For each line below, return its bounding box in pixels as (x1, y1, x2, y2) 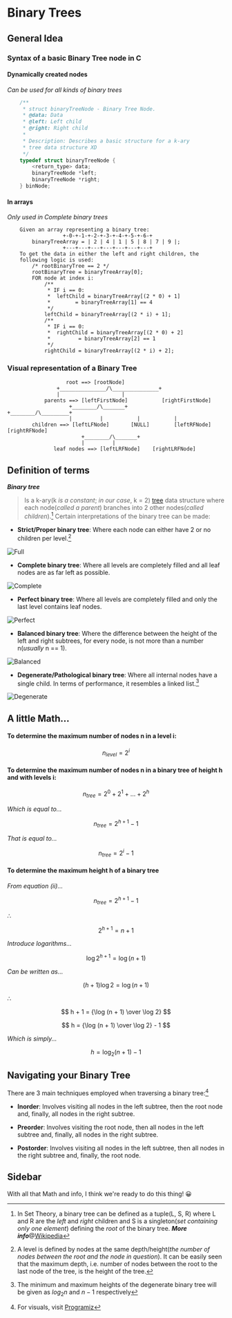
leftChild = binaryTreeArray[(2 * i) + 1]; (43, 311, 171, 318)
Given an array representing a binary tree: (19, 226, 150, 233)
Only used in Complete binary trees (7, 213, 108, 221)
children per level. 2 (17, 533, 72, 542)
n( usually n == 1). (17, 643, 67, 652)
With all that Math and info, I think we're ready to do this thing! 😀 (7, 1189, 192, 1198)
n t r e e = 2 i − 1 (98, 848, 134, 859)
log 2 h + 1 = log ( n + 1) (86, 953, 146, 962)
